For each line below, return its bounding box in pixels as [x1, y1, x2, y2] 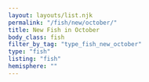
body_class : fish [8, 33, 65, 41]
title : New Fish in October [8, 26, 100, 34]
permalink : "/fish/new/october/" [8, 19, 118, 27]
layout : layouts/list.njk [8, 11, 93, 20]
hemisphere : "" [8, 62, 58, 70]
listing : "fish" [8, 55, 61, 63]
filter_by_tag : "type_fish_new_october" [8, 41, 143, 48]
